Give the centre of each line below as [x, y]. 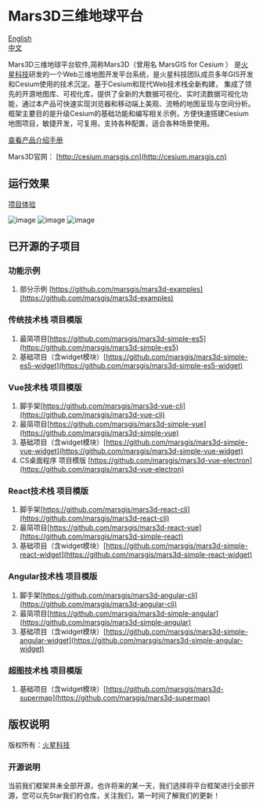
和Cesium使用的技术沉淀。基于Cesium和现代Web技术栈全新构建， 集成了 [126, 84]
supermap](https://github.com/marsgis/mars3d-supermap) [115, 697]
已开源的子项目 [44, 247]
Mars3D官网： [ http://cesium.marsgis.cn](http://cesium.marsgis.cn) [117, 156]
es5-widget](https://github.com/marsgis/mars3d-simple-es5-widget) [131, 365]
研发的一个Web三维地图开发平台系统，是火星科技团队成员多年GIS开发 [141, 74]
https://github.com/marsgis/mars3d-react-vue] [126, 528]
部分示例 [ [36, 289]
